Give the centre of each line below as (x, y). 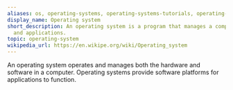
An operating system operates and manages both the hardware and (104, 65)
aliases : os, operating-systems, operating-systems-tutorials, (101, 13)
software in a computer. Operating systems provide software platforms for (113, 72)
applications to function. (42, 79)
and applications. (40, 33)
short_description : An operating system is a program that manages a (110, 26)
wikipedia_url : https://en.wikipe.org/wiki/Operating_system (97, 45)
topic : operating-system (43, 39)
